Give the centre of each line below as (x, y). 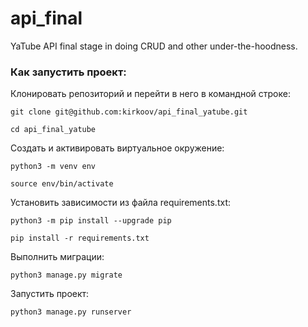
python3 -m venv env (53, 167)
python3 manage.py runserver (71, 312)
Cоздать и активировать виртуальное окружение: (117, 148)
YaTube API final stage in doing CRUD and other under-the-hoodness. (154, 46)
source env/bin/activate (62, 184)
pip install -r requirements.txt (80, 238)
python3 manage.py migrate (66, 275)
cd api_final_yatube (53, 130)
